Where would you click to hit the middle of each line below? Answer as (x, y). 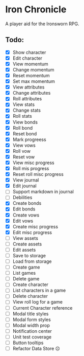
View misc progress (33, 163)
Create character (30, 284)
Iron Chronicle (36, 10)
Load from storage (32, 261)
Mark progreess (30, 139)
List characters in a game (39, 290)
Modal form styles (32, 319)
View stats (23, 104)
